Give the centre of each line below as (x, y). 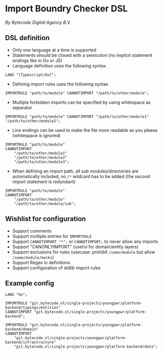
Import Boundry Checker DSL (66, 9)
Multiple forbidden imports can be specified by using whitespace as (81, 102)
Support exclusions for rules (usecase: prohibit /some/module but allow (84, 252)
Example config (30, 283)
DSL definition (27, 38)
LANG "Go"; (16, 295)
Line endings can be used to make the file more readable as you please (85, 130)
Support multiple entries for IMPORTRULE (52, 236)
